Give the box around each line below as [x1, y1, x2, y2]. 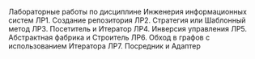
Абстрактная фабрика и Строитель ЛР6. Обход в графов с [8, 32, 210, 42]
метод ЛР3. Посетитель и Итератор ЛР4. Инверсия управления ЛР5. [8, 24, 248, 33]
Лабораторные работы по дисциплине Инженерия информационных [8, 7, 247, 16]
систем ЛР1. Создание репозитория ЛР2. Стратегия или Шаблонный [8, 15, 246, 25]
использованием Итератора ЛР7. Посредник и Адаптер [8, 41, 201, 51]
